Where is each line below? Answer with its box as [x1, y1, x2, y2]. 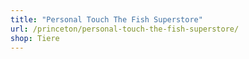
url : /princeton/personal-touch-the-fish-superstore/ [10, 24, 240, 34]
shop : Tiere [10, 33, 60, 43]
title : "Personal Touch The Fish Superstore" [10, 14, 203, 25]
